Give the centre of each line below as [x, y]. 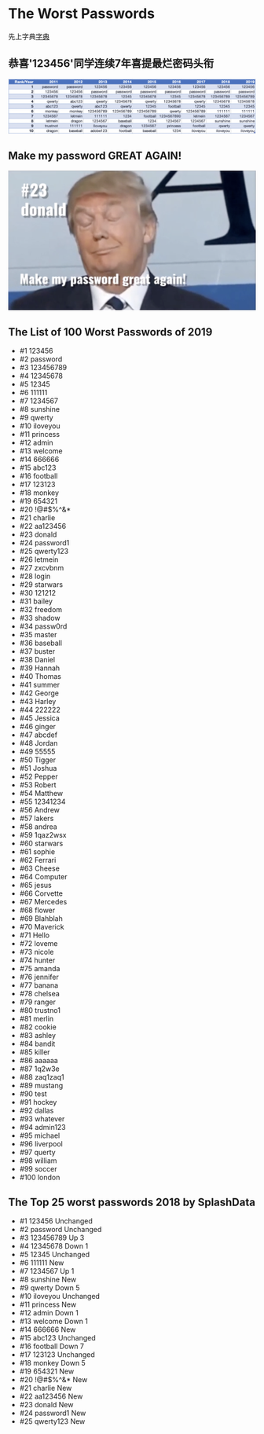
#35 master [38, 635]
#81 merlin [36, 1019]
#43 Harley [38, 702]
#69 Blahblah [41, 919]
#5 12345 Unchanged [55, 1255]
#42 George [39, 693]
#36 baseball [41, 643]
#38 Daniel [37, 660]
